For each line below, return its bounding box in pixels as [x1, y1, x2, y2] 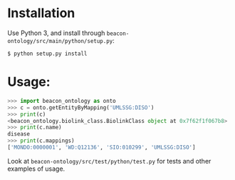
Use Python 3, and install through [7, 29, 105, 37]
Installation [7, 5, 75, 21]
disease [7, 131, 31, 138]
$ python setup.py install [7, 50, 88, 57]
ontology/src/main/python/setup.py [7, 37, 113, 44]
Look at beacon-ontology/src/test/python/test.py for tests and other [7, 156, 211, 165]
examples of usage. [7, 164, 66, 173]
